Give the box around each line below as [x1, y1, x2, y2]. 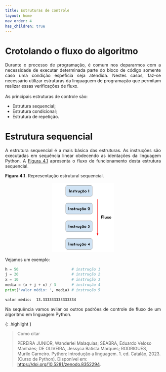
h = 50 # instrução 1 [5, 266, 100, 272]
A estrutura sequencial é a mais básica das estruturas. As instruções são [5, 148, 161, 154]
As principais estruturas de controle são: [5, 94, 88, 100]
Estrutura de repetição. [12, 114, 59, 120]
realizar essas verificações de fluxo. [5, 83, 79, 89]
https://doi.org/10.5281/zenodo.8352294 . [17, 361, 101, 367]
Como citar [17, 330, 41, 336]
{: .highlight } [5, 321, 32, 327]
